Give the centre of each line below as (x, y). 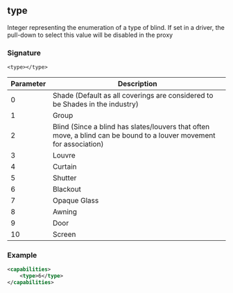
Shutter (64, 178)
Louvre (64, 156)
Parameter (28, 84)
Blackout (67, 190)
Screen (64, 235)
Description (137, 84)
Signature (24, 53)
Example (22, 256)
